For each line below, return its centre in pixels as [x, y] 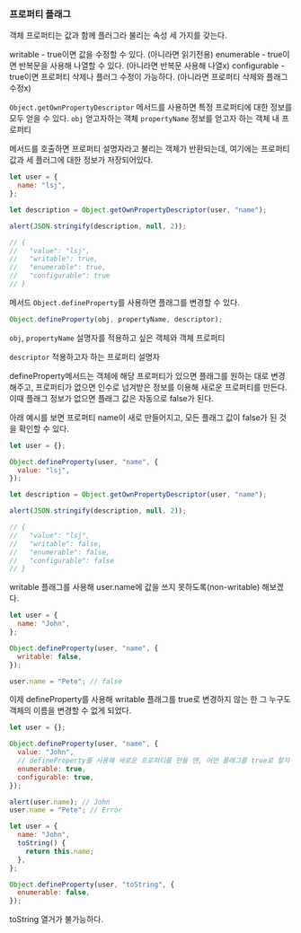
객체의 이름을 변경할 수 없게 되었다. [71, 710]
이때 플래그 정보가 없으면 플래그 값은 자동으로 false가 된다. [111, 398]
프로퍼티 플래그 [40, 13]
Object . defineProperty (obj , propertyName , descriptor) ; [116, 319]
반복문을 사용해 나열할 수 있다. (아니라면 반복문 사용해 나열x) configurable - [151, 66]
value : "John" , [46, 753]
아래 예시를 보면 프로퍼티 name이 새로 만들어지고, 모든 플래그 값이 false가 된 [143, 417]
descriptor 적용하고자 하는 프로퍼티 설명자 [84, 356]
